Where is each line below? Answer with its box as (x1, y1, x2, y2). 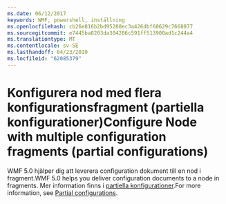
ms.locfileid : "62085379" (7, 55, 82, 62)
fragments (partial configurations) (7, 143, 209, 159)
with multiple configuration (7, 129, 167, 145)
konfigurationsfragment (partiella (7, 100, 205, 115)
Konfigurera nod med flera (7, 84, 162, 100)
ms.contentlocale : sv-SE (7, 42, 79, 49)
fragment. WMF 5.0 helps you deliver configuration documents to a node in (7, 174, 220, 182)
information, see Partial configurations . (7, 188, 118, 197)
